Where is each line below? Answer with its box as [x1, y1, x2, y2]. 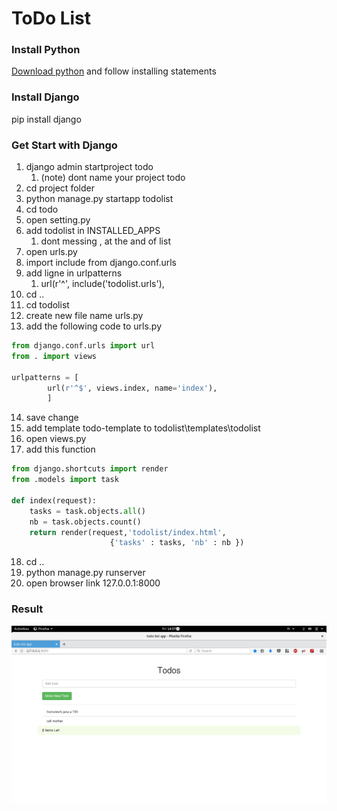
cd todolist [25, 299, 70, 311]
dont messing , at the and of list [40, 235, 171, 247]
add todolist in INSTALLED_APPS [25, 225, 161, 237]
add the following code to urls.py [25, 320, 163, 332]
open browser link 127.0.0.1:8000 [25, 577, 161, 589]
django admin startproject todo [25, 161, 154, 173]
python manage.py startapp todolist [25, 193, 174, 205]
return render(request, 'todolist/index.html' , [29, 527, 227, 537]
